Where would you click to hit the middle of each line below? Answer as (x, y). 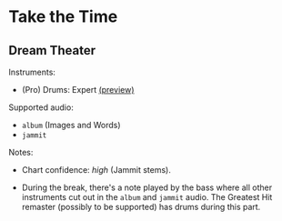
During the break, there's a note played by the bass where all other (147, 187)
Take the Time (63, 17)
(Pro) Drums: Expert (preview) (78, 90)
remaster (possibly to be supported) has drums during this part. (141, 207)
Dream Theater (52, 50)
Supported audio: (41, 107)
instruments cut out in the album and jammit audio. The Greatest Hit (147, 197)
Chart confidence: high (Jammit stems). (96, 170)
